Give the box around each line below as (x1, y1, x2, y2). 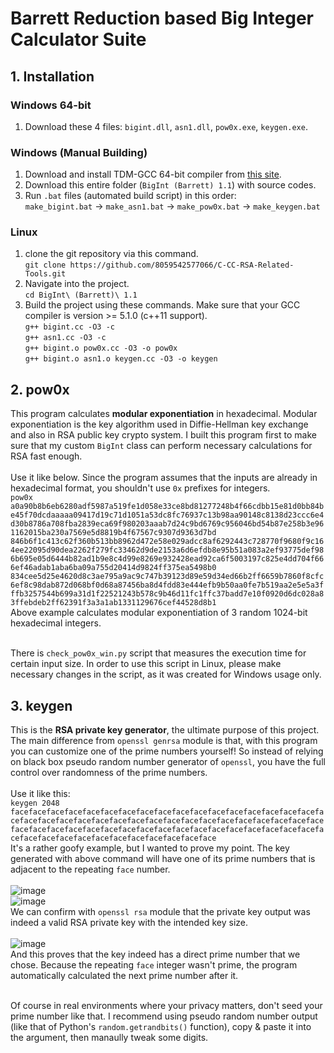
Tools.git (24, 269, 67, 279)
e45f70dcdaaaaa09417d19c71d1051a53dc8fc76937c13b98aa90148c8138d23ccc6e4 (10, 510, 325, 521)
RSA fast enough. (10, 450, 83, 462)
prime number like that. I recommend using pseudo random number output (10, 1010, 318, 1022)
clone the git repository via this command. (24, 248, 199, 260)
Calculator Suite (10, 28, 147, 51)
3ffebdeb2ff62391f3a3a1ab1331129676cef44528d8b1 (10, 598, 217, 608)
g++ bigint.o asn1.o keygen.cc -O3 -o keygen (24, 354, 218, 364)
